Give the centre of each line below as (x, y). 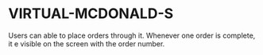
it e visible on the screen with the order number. (87, 43)
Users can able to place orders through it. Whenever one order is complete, (132, 35)
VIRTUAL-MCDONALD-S (91, 14)
